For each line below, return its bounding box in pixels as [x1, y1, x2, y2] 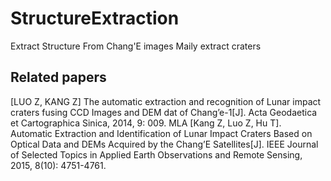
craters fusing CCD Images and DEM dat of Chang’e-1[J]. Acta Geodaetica [10, 106, 318, 118]
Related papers [10, 69, 107, 86]
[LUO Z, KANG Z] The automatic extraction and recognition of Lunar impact [10, 95, 322, 107]
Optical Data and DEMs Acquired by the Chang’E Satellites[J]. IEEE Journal [10, 138, 319, 150]
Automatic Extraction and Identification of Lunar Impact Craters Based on [10, 127, 313, 139]
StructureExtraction [10, 7, 180, 30]
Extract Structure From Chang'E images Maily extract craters [10, 40, 262, 52]
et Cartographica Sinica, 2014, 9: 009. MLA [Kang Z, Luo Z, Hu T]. [10, 117, 282, 129]
